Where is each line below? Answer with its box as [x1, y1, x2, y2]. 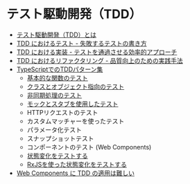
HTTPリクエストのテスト [26, 108, 98, 116]
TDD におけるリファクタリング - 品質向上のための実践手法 [16, 56, 183, 64]
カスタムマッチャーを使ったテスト [26, 117, 125, 125]
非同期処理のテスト [26, 91, 83, 99]
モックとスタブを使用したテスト [26, 100, 119, 108]
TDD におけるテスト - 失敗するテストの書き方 [16, 39, 147, 47]
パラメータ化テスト [26, 125, 83, 134]
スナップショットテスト [26, 134, 94, 142]
